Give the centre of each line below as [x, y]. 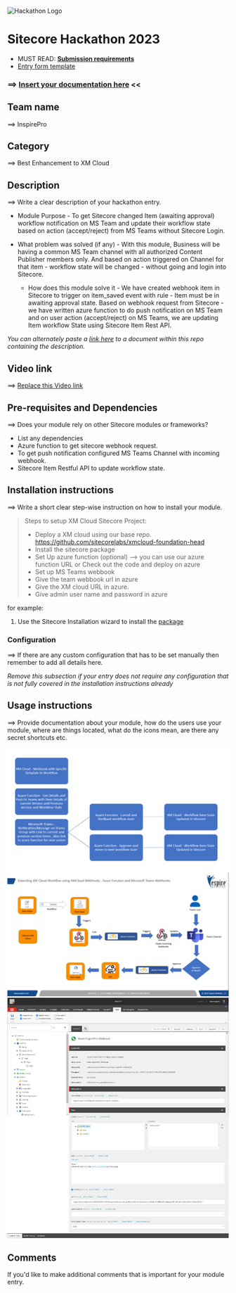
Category [28, 147]
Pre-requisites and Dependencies [83, 408]
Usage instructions [50, 706]
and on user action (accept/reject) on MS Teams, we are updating [123, 318]
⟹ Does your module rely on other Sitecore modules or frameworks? [108, 424]
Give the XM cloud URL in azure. [82, 587]
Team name [33, 107]
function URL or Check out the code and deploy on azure [118, 564]
